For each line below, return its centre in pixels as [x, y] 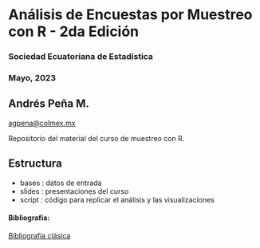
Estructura [35, 164]
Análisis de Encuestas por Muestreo [130, 15]
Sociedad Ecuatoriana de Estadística [81, 57]
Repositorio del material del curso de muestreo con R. [97, 138]
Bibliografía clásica [39, 235]
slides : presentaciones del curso [74, 191]
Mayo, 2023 [32, 78]
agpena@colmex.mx [42, 123]
